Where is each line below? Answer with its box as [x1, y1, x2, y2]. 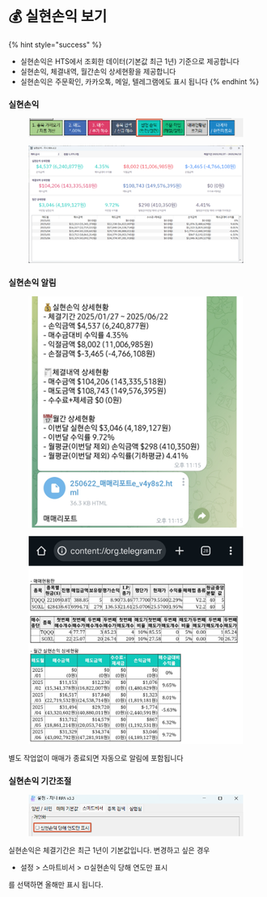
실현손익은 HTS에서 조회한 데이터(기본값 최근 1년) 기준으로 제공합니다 [19, 56, 240, 66]
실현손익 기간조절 [8, 776, 72, 786]
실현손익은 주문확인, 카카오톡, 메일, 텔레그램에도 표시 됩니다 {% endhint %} [19, 76, 260, 86]
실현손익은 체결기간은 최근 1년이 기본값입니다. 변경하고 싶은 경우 [8, 845, 210, 855]
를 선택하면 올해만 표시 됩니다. [8, 879, 104, 889]
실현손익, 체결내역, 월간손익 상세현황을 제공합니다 [19, 66, 176, 76]
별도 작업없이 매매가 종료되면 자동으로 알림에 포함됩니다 [8, 754, 184, 763]
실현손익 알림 [8, 277, 57, 288]
